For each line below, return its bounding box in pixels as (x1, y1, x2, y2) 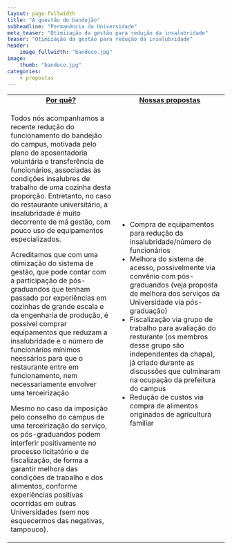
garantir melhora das (10, 464, 78, 474)
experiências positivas (10, 490, 84, 500)
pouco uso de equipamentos (10, 226, 104, 236)
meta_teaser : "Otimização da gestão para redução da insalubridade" (7, 29, 209, 37)
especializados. (10, 234, 61, 244)
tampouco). (10, 524, 48, 534)
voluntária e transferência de (10, 157, 104, 167)
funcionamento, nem (10, 371, 78, 381)
